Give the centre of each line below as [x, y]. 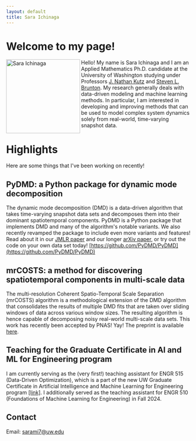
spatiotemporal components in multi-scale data [95, 279]
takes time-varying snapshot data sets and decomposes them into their [93, 214]
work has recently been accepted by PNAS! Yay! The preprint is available [95, 325]
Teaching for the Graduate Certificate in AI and [94, 350]
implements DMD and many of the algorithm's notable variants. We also [93, 227]
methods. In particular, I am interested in [130, 100]
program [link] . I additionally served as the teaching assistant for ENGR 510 [97, 392]
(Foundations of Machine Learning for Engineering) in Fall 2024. [84, 398]
